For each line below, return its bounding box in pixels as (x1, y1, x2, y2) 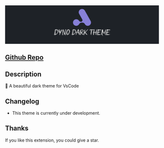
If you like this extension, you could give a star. (5, 137, 99, 143)
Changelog (5, 97, 40, 106)
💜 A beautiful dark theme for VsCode (5, 83, 79, 89)
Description (5, 70, 41, 78)
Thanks (5, 124, 29, 132)
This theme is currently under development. (12, 110, 101, 116)
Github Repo (5, 53, 44, 62)
